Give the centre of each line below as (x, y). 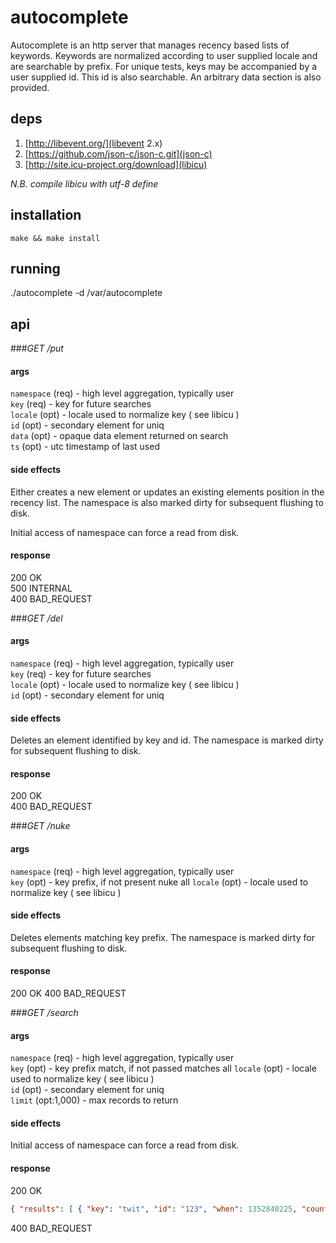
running (35, 268)
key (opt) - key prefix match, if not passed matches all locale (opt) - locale (163, 1068)
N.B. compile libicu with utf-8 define (84, 183)
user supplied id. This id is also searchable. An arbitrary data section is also (166, 77)
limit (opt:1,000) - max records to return (94, 1100)
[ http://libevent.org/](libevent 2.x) (93, 143)
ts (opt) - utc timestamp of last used (85, 447)
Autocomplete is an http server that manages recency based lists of (150, 45)
